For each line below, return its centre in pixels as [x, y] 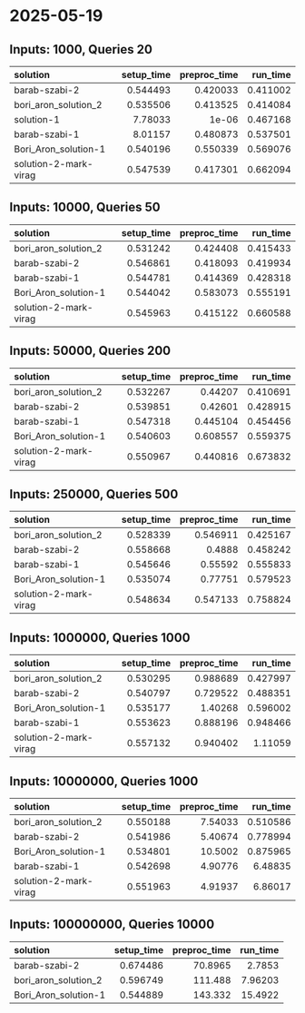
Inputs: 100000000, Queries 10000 [112, 924]
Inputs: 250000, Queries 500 [94, 494]
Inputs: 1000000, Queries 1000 [100, 638]
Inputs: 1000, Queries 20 [81, 49]
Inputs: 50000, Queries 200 [90, 351]
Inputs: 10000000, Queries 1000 [104, 781]
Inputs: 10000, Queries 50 [85, 207]
